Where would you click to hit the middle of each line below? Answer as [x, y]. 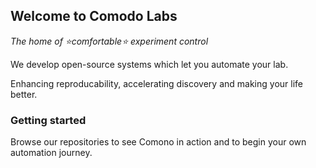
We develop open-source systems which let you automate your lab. [149, 64]
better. [24, 94]
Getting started [48, 120]
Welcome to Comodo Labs [94, 16]
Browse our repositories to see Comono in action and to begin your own [158, 142]
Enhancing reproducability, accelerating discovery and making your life [156, 83]
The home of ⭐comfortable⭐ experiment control [109, 41]
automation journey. [51, 153]
